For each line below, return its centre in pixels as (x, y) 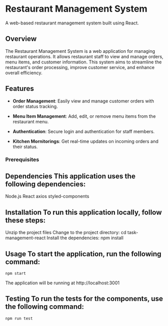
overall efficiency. (24, 73)
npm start (16, 273)
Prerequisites (22, 159)
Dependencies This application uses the (71, 176)
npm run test (19, 318)
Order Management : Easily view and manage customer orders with (83, 101)
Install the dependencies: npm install (85, 238)
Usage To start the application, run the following (83, 254)
